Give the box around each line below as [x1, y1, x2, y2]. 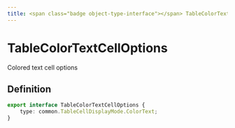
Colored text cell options [7, 63, 78, 72]
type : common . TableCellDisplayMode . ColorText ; [20, 109, 158, 115]
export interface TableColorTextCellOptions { [7, 102, 145, 109]
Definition [7, 83, 51, 95]
